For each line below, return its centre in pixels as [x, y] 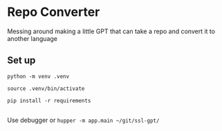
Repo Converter [54, 12]
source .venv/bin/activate [46, 88]
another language [32, 38]
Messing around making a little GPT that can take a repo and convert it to [111, 31]
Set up [21, 61]
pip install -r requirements [49, 101]
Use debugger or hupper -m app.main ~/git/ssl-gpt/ [83, 120]
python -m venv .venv [38, 76]
